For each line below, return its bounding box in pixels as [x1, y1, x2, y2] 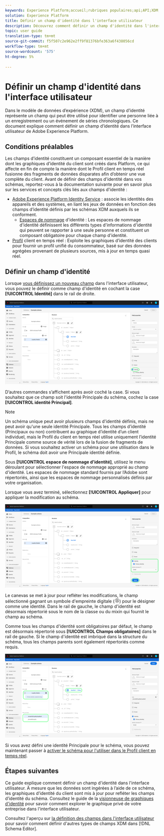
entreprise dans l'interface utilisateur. [5, 806, 80, 812]
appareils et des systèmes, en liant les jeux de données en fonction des [12, 201, 156, 207]
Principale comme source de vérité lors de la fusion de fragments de [5, 439, 143, 445]
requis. [5, 644, 19, 650]
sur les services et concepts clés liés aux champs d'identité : [5, 187, 128, 193]
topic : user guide [5, 28, 42, 34]
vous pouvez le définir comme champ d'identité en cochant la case [5, 285, 140, 291]
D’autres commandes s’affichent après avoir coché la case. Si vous [5, 389, 140, 395]
